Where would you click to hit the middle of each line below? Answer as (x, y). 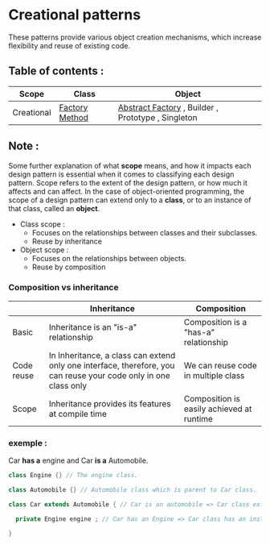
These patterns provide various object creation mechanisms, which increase (135, 37)
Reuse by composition (69, 267)
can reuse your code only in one (109, 375)
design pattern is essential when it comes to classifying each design (121, 174)
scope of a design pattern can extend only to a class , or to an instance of (130, 200)
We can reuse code (220, 365)
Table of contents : (56, 71)
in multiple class (214, 375)
